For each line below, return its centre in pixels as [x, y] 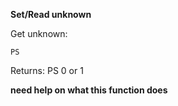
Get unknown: [39, 33]
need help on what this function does [89, 90]
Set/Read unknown [51, 14]
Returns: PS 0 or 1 [47, 70]
